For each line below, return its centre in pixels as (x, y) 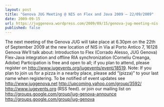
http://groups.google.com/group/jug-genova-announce (61, 94)
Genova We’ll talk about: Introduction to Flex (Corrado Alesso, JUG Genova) (81, 53)
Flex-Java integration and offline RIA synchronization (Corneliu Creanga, (78, 57)
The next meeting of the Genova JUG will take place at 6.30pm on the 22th (80, 42)
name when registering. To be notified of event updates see (65, 79)
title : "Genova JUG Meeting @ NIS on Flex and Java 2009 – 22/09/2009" (79, 14)
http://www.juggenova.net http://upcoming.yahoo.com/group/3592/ (73, 83)
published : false (23, 28)
